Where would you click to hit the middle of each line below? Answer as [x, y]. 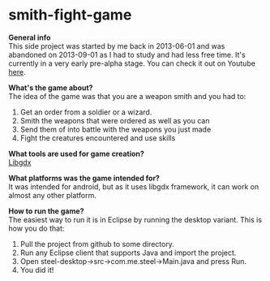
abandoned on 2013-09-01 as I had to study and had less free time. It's [127, 54]
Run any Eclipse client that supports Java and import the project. [128, 253]
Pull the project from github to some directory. [97, 244]
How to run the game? [46, 211]
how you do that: [36, 228]
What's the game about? [51, 88]
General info [30, 37]
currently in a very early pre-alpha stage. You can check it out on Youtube [132, 63]
